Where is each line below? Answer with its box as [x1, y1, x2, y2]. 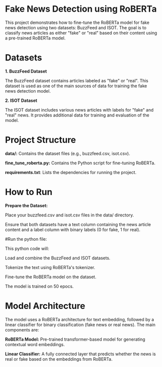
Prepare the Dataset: [5, 202, 48, 208]
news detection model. [5, 88, 51, 94]
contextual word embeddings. [5, 341, 65, 347]
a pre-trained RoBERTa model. [5, 35, 66, 41]
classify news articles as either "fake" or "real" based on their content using [5, 30, 157, 36]
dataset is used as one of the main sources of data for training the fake [5, 83, 147, 89]
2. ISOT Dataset [5, 97, 37, 103]
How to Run [5, 187, 53, 197]
